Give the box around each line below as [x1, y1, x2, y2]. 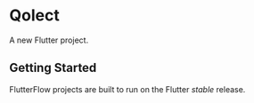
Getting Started [9, 60, 97, 75]
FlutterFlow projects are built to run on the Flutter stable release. [9, 83, 246, 94]
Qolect [9, 5, 60, 26]
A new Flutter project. [9, 35, 89, 45]
